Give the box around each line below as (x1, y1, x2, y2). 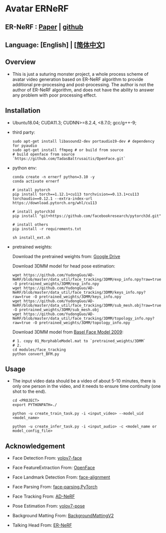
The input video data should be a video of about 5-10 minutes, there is (12, 378, 156, 384)
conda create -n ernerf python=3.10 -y (12, 174, 95, 179)
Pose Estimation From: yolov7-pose (12, 503, 85, 509)
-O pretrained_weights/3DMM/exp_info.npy (12, 281, 99, 286)
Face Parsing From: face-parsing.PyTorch (12, 484, 98, 490)
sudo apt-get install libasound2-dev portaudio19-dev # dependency (12, 139, 155, 144)
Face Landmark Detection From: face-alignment (12, 474, 111, 480)
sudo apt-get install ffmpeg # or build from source (12, 147, 124, 153)
